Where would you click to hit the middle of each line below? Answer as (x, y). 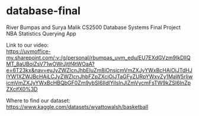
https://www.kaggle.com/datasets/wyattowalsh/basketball (77, 107)
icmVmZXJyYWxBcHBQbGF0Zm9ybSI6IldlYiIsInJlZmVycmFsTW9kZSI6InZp (99, 83)
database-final (44, 11)
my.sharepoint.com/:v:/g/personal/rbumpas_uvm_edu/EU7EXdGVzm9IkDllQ (98, 57)
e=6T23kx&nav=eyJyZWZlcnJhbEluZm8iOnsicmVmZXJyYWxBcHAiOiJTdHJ (99, 70)
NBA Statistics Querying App (41, 33)
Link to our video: (28, 45)
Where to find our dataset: (38, 100)
